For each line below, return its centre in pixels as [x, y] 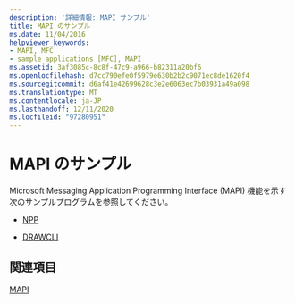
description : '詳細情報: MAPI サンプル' [80, 17]
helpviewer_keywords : [50, 42]
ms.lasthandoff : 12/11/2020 [62, 109]
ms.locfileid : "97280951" [57, 117]
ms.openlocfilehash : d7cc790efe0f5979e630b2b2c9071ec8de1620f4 [130, 76]
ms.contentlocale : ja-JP [55, 101]
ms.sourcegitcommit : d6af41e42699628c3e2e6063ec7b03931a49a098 [130, 84]
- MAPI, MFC [31, 51]
